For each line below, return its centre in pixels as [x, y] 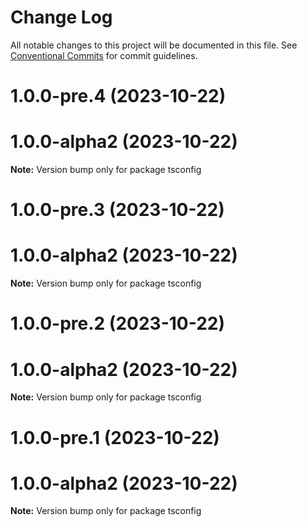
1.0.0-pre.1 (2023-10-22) [115, 437]
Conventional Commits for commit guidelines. [104, 55]
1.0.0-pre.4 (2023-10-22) [118, 96]
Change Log [61, 17]
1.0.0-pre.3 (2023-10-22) [117, 210]
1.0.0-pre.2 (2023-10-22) [117, 323]
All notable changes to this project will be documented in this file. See [154, 45]
